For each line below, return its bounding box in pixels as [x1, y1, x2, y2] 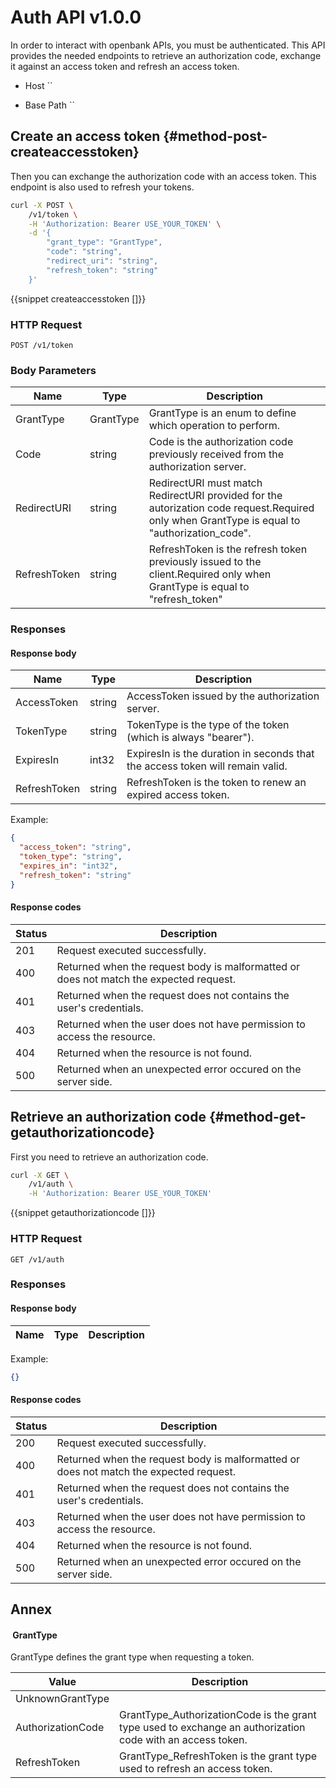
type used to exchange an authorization [118, 1721, 306, 1735]
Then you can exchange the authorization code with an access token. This [10, 170, 317, 182]
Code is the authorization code [148, 435, 294, 449]
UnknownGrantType [15, 1692, 110, 1706]
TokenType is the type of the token [126, 718, 290, 732]
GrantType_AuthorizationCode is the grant [118, 1708, 317, 1722]
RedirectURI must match [148, 476, 263, 490]
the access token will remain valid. [126, 759, 288, 773]
